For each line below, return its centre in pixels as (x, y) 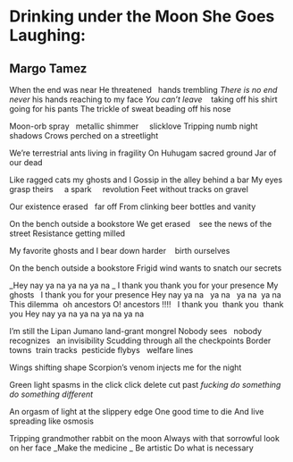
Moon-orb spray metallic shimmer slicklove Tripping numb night (134, 126)
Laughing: (48, 35)
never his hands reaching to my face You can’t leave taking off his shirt (143, 99)
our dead (26, 162)
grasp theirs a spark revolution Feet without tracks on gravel (129, 189)
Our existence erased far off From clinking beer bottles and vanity (133, 206)
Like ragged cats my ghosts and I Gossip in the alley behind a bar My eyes (146, 180)
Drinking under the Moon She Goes (142, 17)
